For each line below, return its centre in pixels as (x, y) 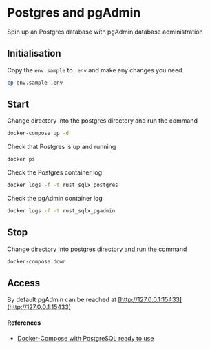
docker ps (21, 159)
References (24, 323)
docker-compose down (37, 261)
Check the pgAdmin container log (55, 199)
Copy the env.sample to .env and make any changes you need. (96, 70)
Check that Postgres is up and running (62, 147)
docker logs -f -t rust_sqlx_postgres (63, 185)
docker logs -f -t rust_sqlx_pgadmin (61, 211)
